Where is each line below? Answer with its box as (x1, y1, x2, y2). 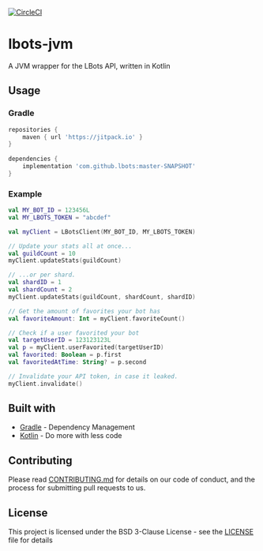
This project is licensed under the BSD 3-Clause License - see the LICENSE (8, 527, 254, 537)
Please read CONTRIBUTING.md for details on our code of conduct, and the (8, 474, 255, 485)
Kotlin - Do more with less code (19, 431, 122, 440)
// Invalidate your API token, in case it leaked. (8, 372, 178, 380)
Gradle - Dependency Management (19, 422, 136, 432)
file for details (8, 535, 53, 545)
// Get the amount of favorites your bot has (8, 307, 160, 315)
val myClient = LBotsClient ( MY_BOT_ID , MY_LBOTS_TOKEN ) (8, 227, 196, 236)
